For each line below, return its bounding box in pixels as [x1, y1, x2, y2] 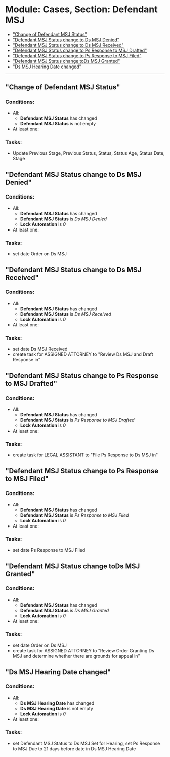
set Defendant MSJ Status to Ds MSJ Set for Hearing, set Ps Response [12, 740, 160, 746]
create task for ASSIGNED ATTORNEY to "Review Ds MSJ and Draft [12, 351, 153, 357]
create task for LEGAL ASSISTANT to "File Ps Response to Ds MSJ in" [12, 452, 158, 458]
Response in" [12, 356, 41, 363]
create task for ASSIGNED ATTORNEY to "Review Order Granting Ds [12, 647, 154, 653]
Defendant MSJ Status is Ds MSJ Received [20, 311, 111, 317]
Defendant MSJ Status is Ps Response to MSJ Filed [20, 512, 129, 518]
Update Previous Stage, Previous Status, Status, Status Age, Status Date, [12, 150, 165, 156]
